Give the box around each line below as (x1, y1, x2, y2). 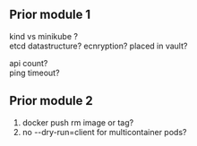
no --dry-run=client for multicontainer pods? (21, 126, 187, 137)
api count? (9, 57, 48, 68)
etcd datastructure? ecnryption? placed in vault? (9, 40, 188, 51)
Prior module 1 (9, 7, 91, 22)
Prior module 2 (9, 93, 94, 108)
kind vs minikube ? (9, 30, 79, 41)
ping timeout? (9, 67, 60, 78)
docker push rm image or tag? (21, 116, 134, 128)
